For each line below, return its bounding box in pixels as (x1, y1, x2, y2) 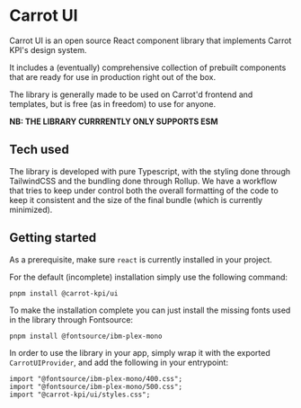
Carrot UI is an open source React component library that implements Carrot (9, 35, 292, 46)
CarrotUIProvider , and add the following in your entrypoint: (9, 357, 229, 368)
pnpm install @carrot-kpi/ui (9, 288, 119, 297)
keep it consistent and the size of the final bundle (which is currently (9, 194, 263, 205)
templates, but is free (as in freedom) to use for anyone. (9, 98, 217, 109)
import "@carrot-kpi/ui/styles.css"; (9, 390, 151, 399)
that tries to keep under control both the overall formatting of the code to (9, 185, 279, 196)
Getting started (9, 230, 97, 245)
